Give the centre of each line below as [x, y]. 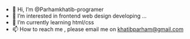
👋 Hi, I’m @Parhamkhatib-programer [58, 9]
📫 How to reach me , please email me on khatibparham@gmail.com [98, 29]
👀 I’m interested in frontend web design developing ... [79, 16]
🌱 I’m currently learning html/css [53, 22]
